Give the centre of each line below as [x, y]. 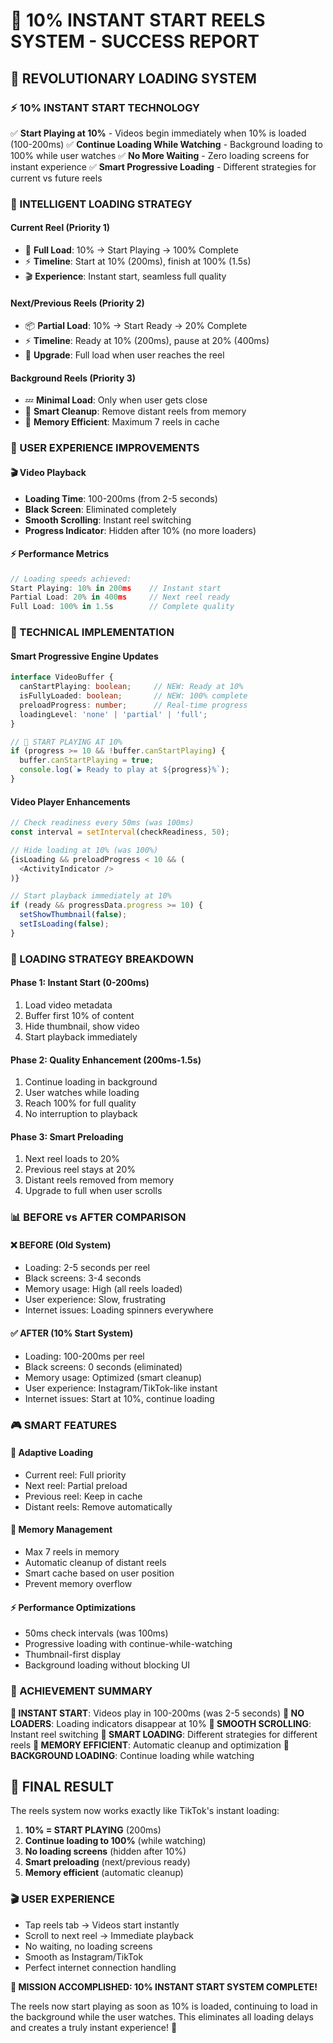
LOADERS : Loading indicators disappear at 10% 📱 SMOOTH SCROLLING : [161, 1723]
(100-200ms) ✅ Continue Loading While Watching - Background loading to [166, 144]
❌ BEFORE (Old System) [61, 1245]
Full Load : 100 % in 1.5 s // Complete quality [122, 607]
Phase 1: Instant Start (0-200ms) [80, 983]
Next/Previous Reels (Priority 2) [77, 303]
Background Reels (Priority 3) [73, 378]
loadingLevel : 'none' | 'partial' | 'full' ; [113, 714]
